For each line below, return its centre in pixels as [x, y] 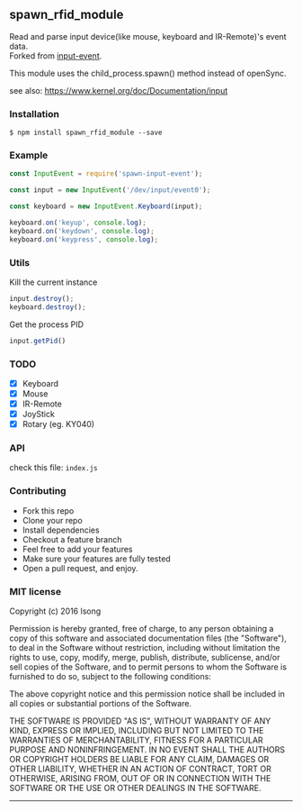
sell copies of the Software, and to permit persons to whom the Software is [148, 667]
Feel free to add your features [77, 549]
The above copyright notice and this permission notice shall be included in [147, 694]
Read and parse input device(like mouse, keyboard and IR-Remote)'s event [148, 36]
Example [29, 155]
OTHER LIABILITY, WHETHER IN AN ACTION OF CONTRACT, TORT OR [140, 769]
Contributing [38, 491]
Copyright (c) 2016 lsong [55, 611]
